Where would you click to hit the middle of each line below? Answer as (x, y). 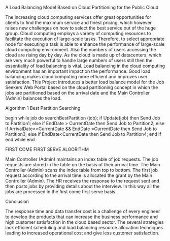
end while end (20, 140)
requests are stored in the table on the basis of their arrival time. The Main (83, 164)
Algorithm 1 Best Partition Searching (43, 108)
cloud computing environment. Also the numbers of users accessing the (81, 50)
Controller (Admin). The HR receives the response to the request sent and (82, 181)
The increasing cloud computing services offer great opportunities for (78, 17)
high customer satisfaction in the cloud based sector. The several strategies (84, 222)
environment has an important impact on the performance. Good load (78, 71)
